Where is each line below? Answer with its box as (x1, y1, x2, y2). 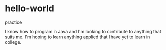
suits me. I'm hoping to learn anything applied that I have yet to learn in (5, 34, 150, 40)
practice (5, 19, 22, 25)
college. (5, 39, 22, 45)
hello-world (5, 3, 55, 14)
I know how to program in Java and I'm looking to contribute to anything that (5, 28, 161, 34)
